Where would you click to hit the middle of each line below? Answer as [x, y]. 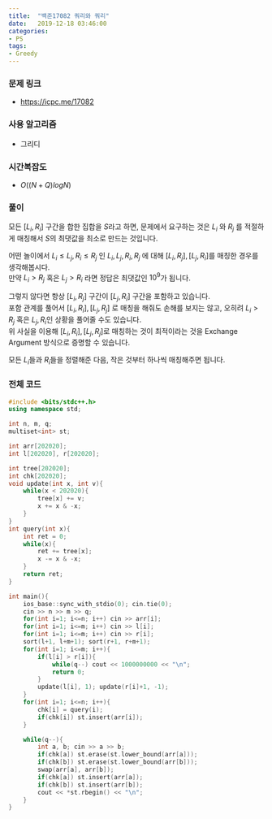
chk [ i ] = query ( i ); [71, 709]
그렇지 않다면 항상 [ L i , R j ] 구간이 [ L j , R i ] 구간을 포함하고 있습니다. [110, 297]
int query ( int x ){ [39, 529]
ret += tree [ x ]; [65, 552]
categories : [28, 31]
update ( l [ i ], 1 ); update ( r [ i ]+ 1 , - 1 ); [103, 687]
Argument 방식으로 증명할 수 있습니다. [69, 343]
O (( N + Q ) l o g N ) [45, 184]
